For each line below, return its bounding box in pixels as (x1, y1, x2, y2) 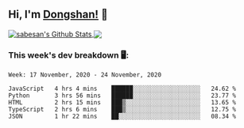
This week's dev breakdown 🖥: (8, 50, 130, 61)
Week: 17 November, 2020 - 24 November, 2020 (8, 70, 161, 79)
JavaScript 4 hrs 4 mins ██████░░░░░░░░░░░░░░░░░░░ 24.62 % (8, 85, 237, 92)
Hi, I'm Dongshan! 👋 (8, 8, 109, 21)
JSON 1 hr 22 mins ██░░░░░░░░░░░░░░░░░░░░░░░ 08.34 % (8, 112, 237, 120)
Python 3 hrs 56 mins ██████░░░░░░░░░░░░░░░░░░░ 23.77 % (8, 92, 237, 100)
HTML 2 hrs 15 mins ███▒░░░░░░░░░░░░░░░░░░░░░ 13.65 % (8, 98, 237, 107)
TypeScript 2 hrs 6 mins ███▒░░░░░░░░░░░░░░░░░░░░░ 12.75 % (8, 105, 237, 113)
